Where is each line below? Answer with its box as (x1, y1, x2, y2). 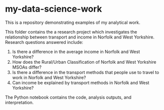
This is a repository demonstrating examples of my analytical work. (5, 19, 141, 25)
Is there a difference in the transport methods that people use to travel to (12, 69, 159, 75)
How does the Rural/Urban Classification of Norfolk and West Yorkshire (12, 59, 157, 65)
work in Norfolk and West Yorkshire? (12, 74, 86, 80)
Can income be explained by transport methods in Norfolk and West (12, 79, 149, 86)
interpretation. (5, 99, 34, 105)
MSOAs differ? (12, 64, 42, 70)
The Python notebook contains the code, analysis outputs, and (5, 94, 132, 100)
